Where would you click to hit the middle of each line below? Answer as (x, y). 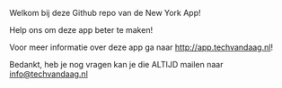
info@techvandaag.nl (48, 74)
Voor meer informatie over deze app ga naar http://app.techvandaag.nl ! (141, 47)
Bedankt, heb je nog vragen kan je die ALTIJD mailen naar (116, 64)
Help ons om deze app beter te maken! (81, 30)
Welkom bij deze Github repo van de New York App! (105, 13)
